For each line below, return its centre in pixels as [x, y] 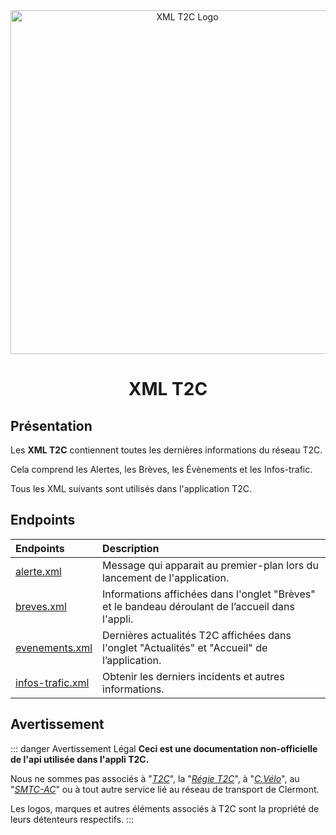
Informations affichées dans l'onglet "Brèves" [209, 594]
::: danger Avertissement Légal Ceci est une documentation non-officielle [164, 748]
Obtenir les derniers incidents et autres [193, 676]
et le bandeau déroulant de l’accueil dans [198, 606]
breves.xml [41, 606]
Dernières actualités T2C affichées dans [197, 635]
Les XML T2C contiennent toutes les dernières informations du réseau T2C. [166, 450]
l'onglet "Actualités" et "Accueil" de [185, 647]
